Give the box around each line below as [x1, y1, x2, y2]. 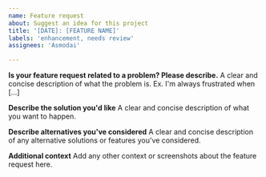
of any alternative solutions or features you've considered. [8, 135, 202, 145]
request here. [8, 159, 53, 169]
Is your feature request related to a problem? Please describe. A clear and [8, 70, 258, 80]
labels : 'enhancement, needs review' [8, 34, 135, 42]
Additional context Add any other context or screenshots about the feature [8, 151, 257, 161]
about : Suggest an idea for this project [8, 19, 149, 27]
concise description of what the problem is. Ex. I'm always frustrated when [8, 79, 256, 89]
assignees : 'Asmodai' [8, 42, 81, 50]
